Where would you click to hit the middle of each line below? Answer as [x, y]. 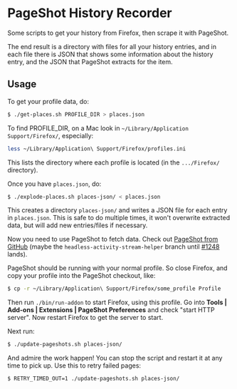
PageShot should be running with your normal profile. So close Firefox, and [117, 268]
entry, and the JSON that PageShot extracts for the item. [90, 61]
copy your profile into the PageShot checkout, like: [81, 276]
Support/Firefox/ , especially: [51, 135]
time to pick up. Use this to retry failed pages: [74, 365]
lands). [17, 254]
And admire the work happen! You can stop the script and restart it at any [115, 358]
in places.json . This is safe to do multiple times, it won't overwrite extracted [119, 218]
